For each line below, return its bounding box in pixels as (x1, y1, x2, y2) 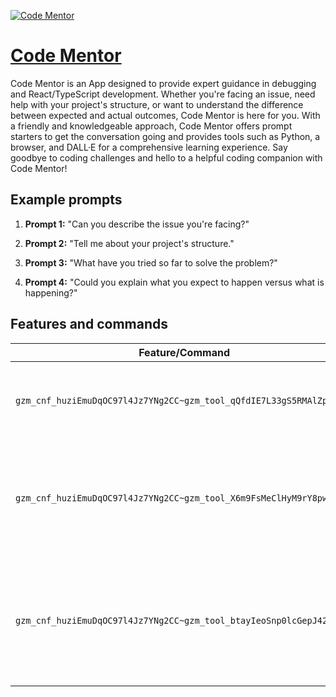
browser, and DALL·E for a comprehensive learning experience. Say (10, 141, 288, 153)
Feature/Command (138, 345, 230, 359)
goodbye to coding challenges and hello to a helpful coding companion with (10, 151, 323, 164)
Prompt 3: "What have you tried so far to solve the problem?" (24, 256, 278, 269)
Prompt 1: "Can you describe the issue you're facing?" (24, 218, 250, 230)
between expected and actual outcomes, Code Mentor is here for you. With (10, 109, 321, 121)
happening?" (24, 286, 78, 299)
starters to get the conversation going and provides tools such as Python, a (10, 130, 321, 142)
